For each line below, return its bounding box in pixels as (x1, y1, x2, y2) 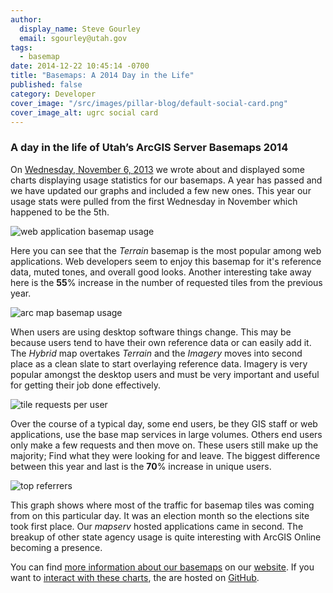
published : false (10, 80, 83, 90)
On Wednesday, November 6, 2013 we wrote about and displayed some (10, 163, 305, 175)
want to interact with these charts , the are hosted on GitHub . (10, 571, 260, 583)
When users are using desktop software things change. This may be (10, 326, 292, 338)
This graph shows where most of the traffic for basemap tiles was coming (10, 499, 315, 511)
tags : (10, 42, 33, 53)
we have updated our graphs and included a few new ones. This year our (10, 184, 312, 196)
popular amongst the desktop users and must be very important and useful (10, 368, 320, 380)
